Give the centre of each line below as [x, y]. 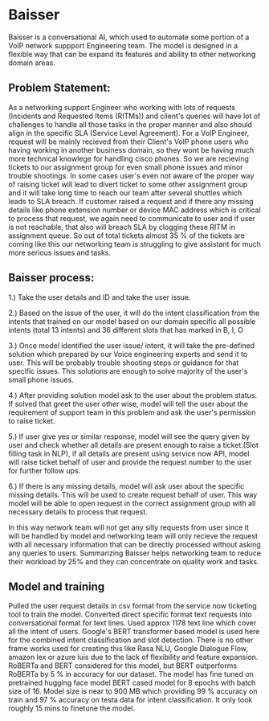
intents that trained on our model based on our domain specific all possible [132, 321]
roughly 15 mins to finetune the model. [71, 708]
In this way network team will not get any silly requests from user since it [128, 527]
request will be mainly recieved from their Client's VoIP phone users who [128, 141]
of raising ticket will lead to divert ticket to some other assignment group [128, 184]
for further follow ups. [45, 470]
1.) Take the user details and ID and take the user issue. [100, 297]
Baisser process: [51, 278]
